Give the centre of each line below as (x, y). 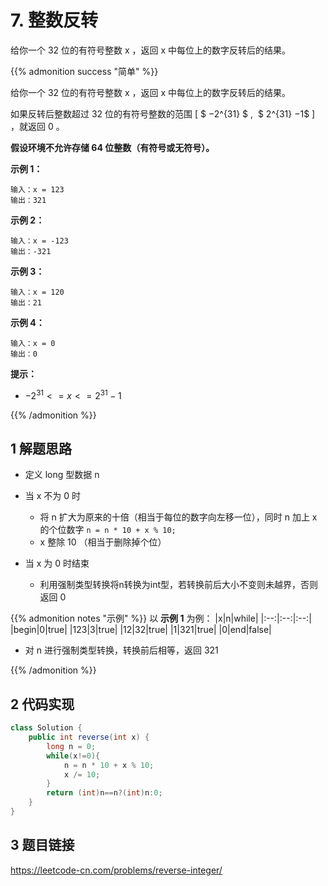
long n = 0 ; (71, 746)
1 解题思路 (41, 448)
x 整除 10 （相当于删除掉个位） (103, 542)
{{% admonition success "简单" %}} (84, 71)
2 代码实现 (42, 704)
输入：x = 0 (33, 343)
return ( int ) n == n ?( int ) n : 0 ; (104, 793)
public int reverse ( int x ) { (89, 737)
